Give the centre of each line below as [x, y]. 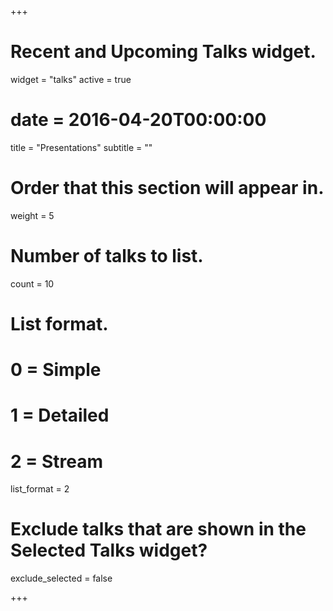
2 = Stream [56, 461]
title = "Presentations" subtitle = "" [81, 147]
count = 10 [32, 283]
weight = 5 [32, 215]
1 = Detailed [60, 415]
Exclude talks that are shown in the [158, 529]
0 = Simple [56, 370]
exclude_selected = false [61, 578]
